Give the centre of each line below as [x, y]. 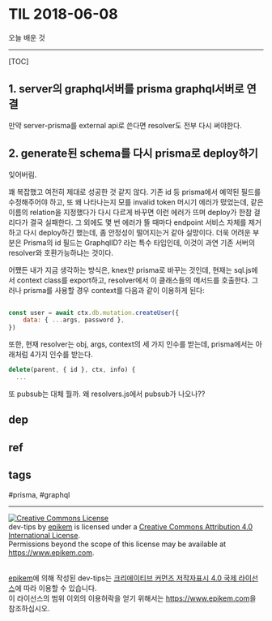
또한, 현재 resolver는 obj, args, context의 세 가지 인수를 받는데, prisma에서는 [131, 344]
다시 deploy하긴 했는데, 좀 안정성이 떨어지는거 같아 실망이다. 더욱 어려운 [137, 232]
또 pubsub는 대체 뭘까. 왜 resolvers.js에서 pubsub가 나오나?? [107, 394]
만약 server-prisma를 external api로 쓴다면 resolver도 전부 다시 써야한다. [125, 125]
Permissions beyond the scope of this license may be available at [117, 544]
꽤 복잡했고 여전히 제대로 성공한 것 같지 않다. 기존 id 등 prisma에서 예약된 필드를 [135, 192]
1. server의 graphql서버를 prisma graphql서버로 [126, 89]
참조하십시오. [29, 608]
